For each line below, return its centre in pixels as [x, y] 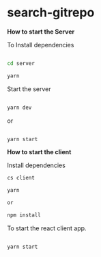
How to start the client [39, 152]
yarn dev [19, 108]
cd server [21, 63]
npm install [24, 215]
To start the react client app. [47, 228]
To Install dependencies [41, 45]
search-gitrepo [51, 13]
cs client [21, 178]
